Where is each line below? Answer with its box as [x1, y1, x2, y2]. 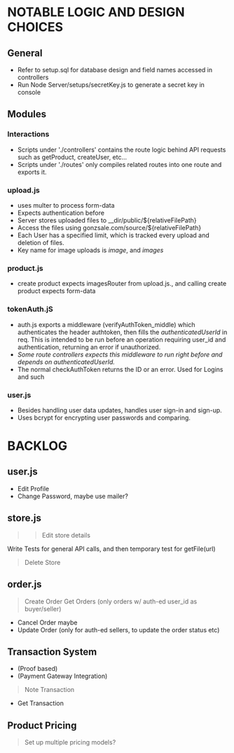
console [17, 88, 41, 96]
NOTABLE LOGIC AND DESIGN [7, 4, 185, 20]
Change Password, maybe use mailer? [17, 492, 128, 500]
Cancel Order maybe [17, 618, 78, 627]
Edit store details [41, 531, 91, 539]
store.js [7, 512, 42, 524]
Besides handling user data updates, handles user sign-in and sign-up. [17, 406, 222, 414]
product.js [7, 263, 43, 273]
